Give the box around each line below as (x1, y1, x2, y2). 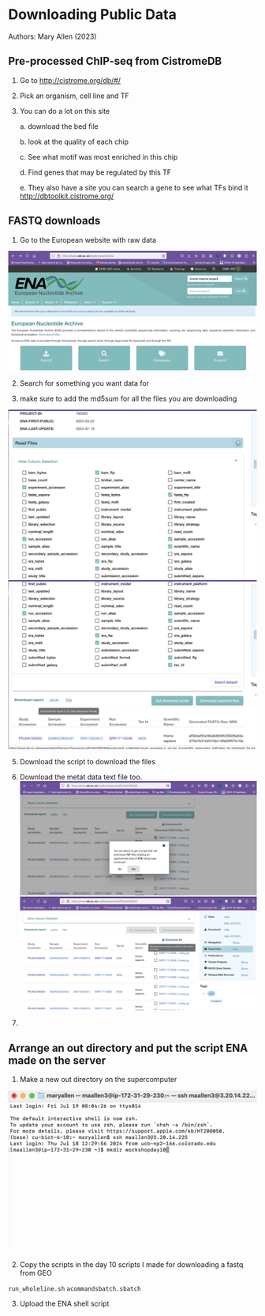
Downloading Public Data (8, 6, 177, 24)
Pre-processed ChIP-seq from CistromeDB (8, 55, 222, 68)
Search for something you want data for (19, 378, 150, 388)
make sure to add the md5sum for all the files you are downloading (19, 394, 237, 403)
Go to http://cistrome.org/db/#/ (19, 75, 121, 85)
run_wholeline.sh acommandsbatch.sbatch (8, 1284, 141, 1293)
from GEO (19, 1268, 53, 1277)
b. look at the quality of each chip (19, 137, 129, 146)
